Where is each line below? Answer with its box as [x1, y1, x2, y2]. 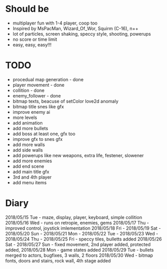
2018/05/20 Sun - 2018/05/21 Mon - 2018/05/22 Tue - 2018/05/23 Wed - [5, 230, 158, 236]
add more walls [12, 141, 45, 148]
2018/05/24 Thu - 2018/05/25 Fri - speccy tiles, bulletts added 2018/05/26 [5, 236, 162, 242]
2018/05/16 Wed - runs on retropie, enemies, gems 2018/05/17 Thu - [5, 219, 149, 226]
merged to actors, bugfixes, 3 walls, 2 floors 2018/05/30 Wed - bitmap [5, 252, 153, 258]
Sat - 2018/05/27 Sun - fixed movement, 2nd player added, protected [5, 241, 151, 248]
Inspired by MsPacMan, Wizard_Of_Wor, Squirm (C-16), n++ [12, 25, 138, 31]
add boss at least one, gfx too [12, 131, 75, 137]
